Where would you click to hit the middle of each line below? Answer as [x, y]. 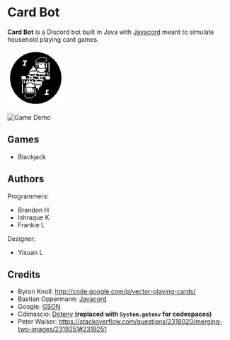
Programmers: [28, 196]
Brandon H [33, 210]
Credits [24, 274]
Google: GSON [39, 307]
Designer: [22, 239]
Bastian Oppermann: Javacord [62, 299]
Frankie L [31, 225]
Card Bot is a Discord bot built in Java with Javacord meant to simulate [111, 32]
